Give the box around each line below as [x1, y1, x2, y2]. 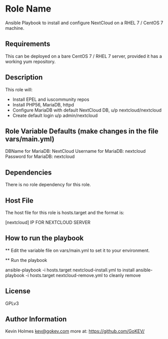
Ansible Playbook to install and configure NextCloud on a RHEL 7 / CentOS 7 [5, 20, 163, 26]
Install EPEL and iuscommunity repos [12, 96, 90, 102]
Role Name [5, 3, 51, 15]
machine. [5, 25, 25, 31]
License [5, 287, 31, 296]
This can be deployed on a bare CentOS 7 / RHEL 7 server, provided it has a [5, 53, 162, 59]
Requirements [5, 40, 50, 48]
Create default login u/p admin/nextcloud [12, 112, 98, 119]
